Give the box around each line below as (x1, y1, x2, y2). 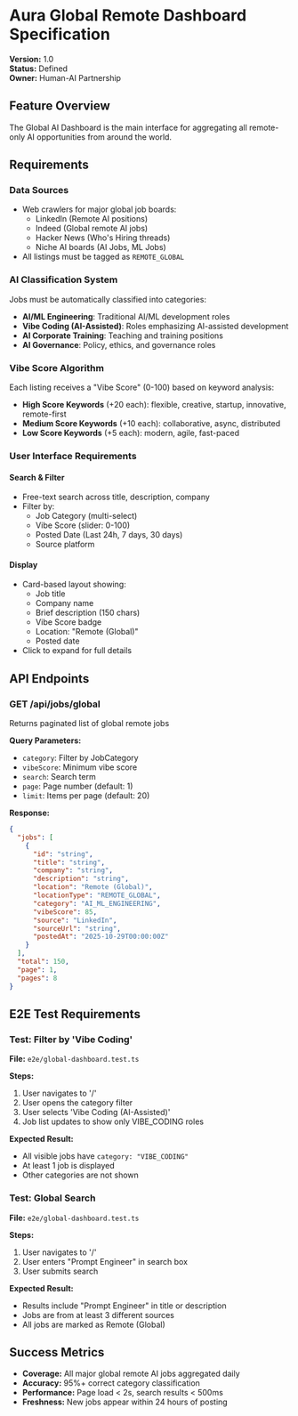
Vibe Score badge (35, 617, 102, 627)
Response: (9, 807, 51, 819)
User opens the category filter (21, 1097, 133, 1108)
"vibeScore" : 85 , (32, 907, 98, 917)
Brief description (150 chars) (35, 607, 141, 619)
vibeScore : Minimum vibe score (21, 762, 138, 773)
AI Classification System (9, 273, 118, 286)
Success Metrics (9, 1345, 105, 1360)
